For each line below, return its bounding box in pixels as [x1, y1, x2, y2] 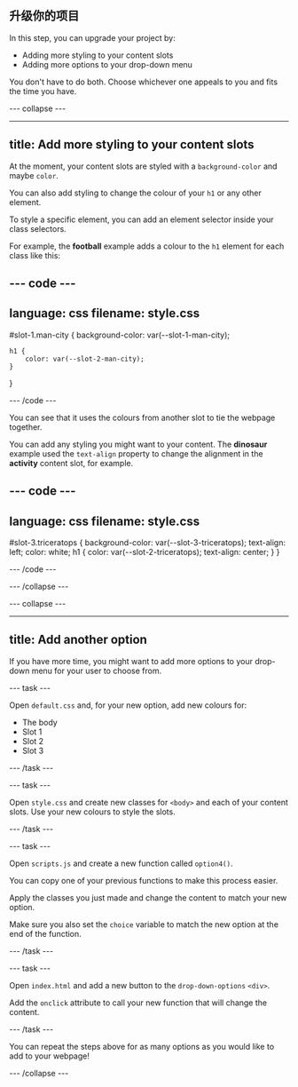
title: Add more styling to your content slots [9, 137, 255, 153]
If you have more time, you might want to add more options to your [9, 655, 253, 666]
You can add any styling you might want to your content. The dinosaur [9, 439, 268, 449]
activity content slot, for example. [9, 457, 134, 468]
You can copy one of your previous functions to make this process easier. [9, 875, 278, 885]
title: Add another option [9, 632, 148, 647]
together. [9, 421, 43, 432]
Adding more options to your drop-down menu [21, 59, 193, 69]
